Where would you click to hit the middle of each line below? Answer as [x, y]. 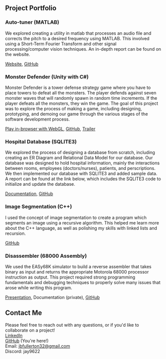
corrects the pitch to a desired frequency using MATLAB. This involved [77, 38]
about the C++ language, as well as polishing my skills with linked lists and [81, 228]
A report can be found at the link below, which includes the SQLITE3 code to [83, 179]
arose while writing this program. [39, 287]
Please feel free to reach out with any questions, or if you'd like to [72, 325]
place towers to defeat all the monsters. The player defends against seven [81, 93]
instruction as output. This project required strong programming [70, 277]
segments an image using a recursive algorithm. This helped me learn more [82, 222]
